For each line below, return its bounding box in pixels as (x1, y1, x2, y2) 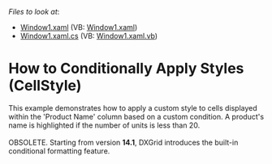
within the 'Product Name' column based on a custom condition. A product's (8, 111, 265, 121)
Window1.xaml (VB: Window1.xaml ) (19, 23, 138, 32)
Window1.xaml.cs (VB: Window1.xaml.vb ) (19, 32, 158, 40)
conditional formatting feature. (8, 145, 110, 156)
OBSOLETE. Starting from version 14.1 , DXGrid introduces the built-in (8, 137, 239, 147)
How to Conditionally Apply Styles (8, 60, 244, 78)
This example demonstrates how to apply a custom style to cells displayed (8, 103, 257, 112)
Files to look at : (8, 7, 60, 16)
